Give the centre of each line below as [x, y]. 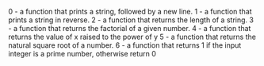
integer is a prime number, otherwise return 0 [82, 54]
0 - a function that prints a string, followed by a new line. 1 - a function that [130, 12]
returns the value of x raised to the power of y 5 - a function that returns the [132, 37]
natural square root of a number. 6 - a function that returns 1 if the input [125, 45]
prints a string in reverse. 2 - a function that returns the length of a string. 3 [131, 20]
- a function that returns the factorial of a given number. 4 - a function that [130, 28]
